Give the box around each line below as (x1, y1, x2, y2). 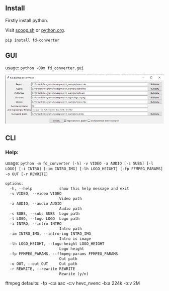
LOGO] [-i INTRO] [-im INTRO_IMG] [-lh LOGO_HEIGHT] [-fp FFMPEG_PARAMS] (5, 166, 163, 171)
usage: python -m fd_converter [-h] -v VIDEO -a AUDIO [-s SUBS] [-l (5, 160, 153, 166)
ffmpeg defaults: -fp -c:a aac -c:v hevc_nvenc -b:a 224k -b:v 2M (5, 280, 140, 286)
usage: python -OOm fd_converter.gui (5, 65, 84, 71)
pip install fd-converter (5, 38, 59, 43)
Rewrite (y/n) (59, 271, 89, 276)
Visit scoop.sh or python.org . (5, 27, 65, 33)
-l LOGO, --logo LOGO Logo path (10, 216, 80, 221)
